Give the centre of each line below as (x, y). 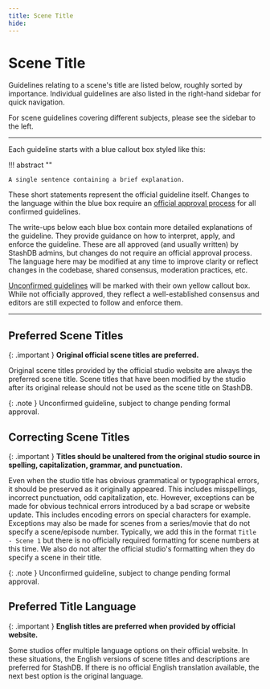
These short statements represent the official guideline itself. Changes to (129, 195)
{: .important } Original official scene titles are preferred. (104, 355)
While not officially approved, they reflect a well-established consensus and (134, 294)
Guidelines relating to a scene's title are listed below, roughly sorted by (125, 85)
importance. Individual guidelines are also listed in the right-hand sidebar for (135, 94)
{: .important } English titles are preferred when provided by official (122, 626)
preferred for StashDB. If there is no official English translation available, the (134, 667)
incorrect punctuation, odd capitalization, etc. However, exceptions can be (131, 498)
